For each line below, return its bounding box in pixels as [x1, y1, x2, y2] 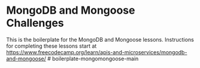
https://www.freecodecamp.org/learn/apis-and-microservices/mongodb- [6, 48, 187, 55]
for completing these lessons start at [6, 42, 97, 50]
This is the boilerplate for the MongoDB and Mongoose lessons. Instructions [6, 36, 195, 43]
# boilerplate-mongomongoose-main [47, 55, 139, 62]
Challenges [6, 16, 64, 30]
